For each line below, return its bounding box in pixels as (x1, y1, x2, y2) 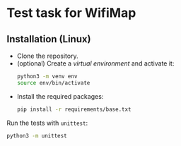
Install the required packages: (16, 92, 104, 100)
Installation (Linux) (6, 33, 91, 45)
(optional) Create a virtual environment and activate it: (16, 59, 175, 68)
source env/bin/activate (16, 79, 90, 86)
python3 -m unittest (6, 132, 68, 139)
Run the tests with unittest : (6, 118, 88, 127)
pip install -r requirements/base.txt (16, 106, 132, 113)
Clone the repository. (16, 51, 78, 60)
